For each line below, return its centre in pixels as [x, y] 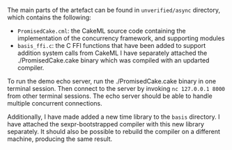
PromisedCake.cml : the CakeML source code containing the [101, 31]
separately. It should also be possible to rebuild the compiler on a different [114, 132]
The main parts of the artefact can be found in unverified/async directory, [114, 10]
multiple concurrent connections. [55, 103]
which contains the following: [49, 17]
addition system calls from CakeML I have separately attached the [112, 53]
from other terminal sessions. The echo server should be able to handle [110, 96]
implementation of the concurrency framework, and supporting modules [121, 38]
